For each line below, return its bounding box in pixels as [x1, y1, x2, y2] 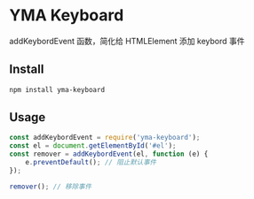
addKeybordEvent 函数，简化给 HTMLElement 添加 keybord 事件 [9, 35, 245, 46]
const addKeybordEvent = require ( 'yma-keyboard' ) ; [9, 134, 201, 142]
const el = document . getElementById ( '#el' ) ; [9, 142, 177, 150]
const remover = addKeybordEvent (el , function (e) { [9, 149, 209, 159]
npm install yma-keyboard [9, 85, 105, 94]
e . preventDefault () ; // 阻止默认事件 [25, 158, 157, 167]
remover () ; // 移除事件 [9, 182, 91, 191]
